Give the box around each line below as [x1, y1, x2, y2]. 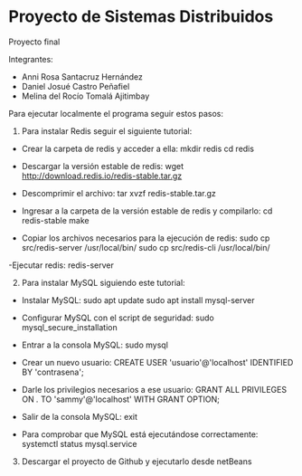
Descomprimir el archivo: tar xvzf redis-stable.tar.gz [21, 187, 216, 198]
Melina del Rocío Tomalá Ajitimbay [21, 90, 150, 101]
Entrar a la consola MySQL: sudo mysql [21, 339, 169, 350]
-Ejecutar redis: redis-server [8, 260, 114, 271]
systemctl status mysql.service [21, 438, 137, 449]
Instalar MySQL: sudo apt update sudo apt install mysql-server [21, 294, 255, 305]
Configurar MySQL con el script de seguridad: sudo [21, 312, 214, 323]
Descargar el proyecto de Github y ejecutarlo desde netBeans [21, 455, 252, 467]
